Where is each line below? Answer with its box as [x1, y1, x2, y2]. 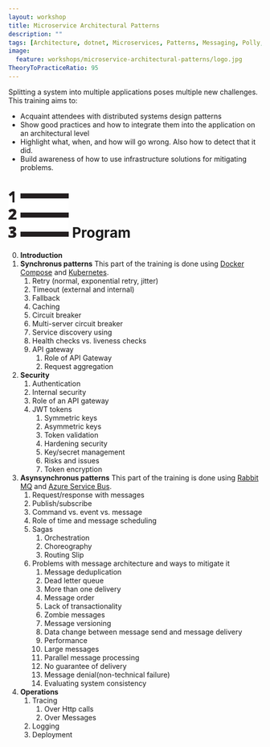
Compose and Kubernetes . [19, 267, 109, 277]
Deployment [31, 729, 73, 739]
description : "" [8, 30, 63, 38]
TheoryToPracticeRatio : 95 [8, 64, 99, 73]
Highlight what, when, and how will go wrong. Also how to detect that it [19, 137, 256, 147]
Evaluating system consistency [43, 678, 147, 688]
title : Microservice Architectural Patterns [8, 21, 160, 30]
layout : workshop [8, 13, 67, 21]
